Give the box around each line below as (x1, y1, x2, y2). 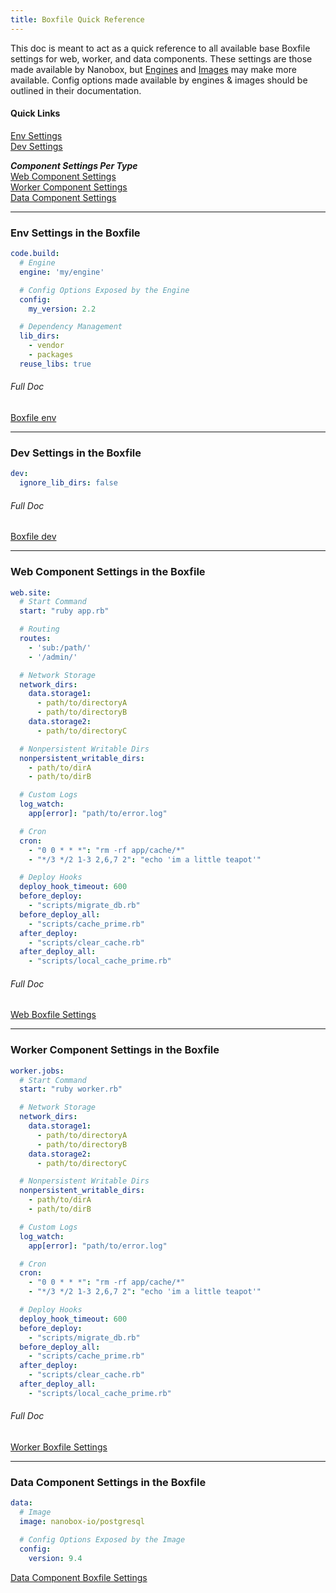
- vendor (28, 341, 65, 351)
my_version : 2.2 (28, 304, 97, 314)
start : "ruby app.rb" (19, 606, 110, 616)
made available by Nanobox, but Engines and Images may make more (10, 63, 297, 75)
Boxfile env (10, 411, 57, 423)
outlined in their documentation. (10, 84, 142, 96)
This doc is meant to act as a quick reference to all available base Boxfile (10, 42, 311, 54)
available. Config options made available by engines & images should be (10, 74, 308, 86)
